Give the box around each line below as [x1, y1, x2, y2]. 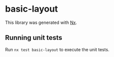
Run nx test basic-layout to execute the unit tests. [5, 46, 110, 52]
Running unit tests [5, 34, 62, 42]
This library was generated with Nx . [5, 19, 77, 25]
